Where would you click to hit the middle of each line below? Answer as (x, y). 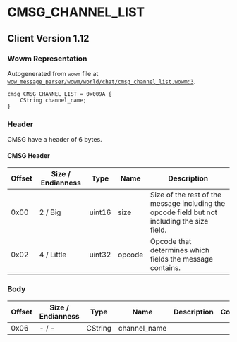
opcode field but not (184, 212)
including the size (180, 221)
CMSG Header (29, 155)
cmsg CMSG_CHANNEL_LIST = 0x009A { (60, 94)
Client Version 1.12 (48, 38)
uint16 (100, 212)
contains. (166, 268)
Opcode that (171, 242)
